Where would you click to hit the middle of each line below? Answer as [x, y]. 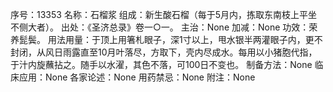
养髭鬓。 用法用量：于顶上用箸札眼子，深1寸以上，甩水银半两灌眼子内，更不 [166, 39]
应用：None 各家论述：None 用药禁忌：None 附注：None [137, 77]
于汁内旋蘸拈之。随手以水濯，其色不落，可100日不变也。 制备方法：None [161, 64]
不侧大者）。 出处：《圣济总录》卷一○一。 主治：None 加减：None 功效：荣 [164, 27]
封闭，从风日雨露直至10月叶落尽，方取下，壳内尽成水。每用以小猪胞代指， [164, 52]
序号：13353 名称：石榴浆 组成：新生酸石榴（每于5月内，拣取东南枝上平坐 [164, 14]
